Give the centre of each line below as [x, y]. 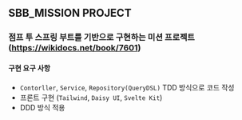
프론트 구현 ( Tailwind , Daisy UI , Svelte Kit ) [91, 97]
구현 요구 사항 [29, 68]
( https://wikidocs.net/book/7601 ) [75, 48]
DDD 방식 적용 [42, 107]
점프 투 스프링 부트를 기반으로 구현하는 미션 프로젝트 [102, 38]
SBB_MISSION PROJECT [70, 13]
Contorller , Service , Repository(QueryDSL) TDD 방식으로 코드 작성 [127, 87]
